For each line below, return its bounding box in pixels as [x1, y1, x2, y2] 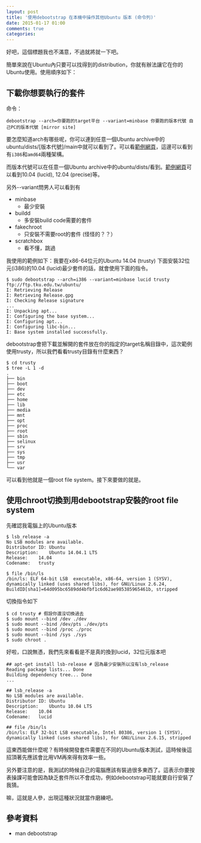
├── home [6, 397, 28, 403]
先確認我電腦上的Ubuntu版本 [6, 521, 77, 529]
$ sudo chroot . [6, 637, 47, 643]
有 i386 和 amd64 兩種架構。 [6, 151, 68, 158]
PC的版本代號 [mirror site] [10, 124, 76, 130]
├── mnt [6, 412, 26, 418]
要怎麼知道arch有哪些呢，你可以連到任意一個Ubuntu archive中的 [6, 136, 165, 143]
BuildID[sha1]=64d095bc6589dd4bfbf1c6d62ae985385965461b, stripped [6, 586, 178, 592]
